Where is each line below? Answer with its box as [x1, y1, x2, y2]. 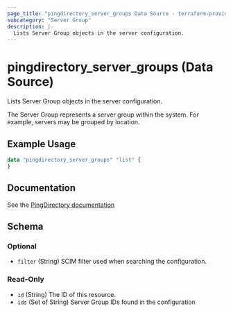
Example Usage [7, 138, 76, 150]
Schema [7, 220, 44, 232]
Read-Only [7, 275, 45, 285]
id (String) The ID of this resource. [17, 290, 116, 298]
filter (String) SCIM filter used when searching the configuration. [17, 257, 207, 266]
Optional [7, 241, 37, 251]
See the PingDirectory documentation [7, 201, 115, 209]
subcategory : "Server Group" [7, 17, 92, 24]
